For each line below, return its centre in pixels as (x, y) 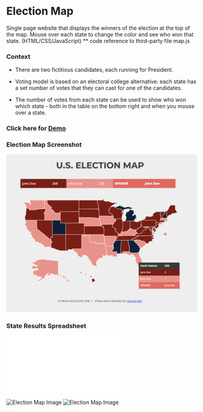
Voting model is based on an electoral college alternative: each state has (106, 82)
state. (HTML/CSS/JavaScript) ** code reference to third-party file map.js (98, 41)
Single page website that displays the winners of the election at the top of (98, 28)
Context (18, 56)
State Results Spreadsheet (46, 326)
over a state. (31, 113)
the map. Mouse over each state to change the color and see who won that (100, 34)
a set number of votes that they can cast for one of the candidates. (99, 88)
